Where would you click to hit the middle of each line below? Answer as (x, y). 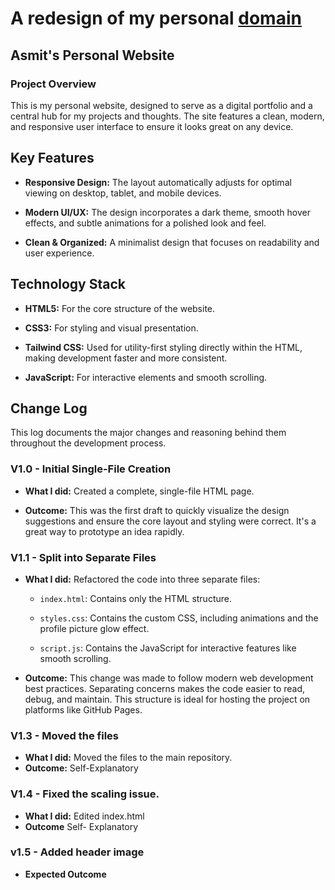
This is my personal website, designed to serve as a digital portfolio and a (161, 105)
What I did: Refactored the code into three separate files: (142, 579)
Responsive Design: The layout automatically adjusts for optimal (158, 182)
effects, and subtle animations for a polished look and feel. (145, 223)
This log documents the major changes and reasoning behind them (148, 433)
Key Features (52, 158)
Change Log (49, 408)
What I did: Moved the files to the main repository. (128, 758)
